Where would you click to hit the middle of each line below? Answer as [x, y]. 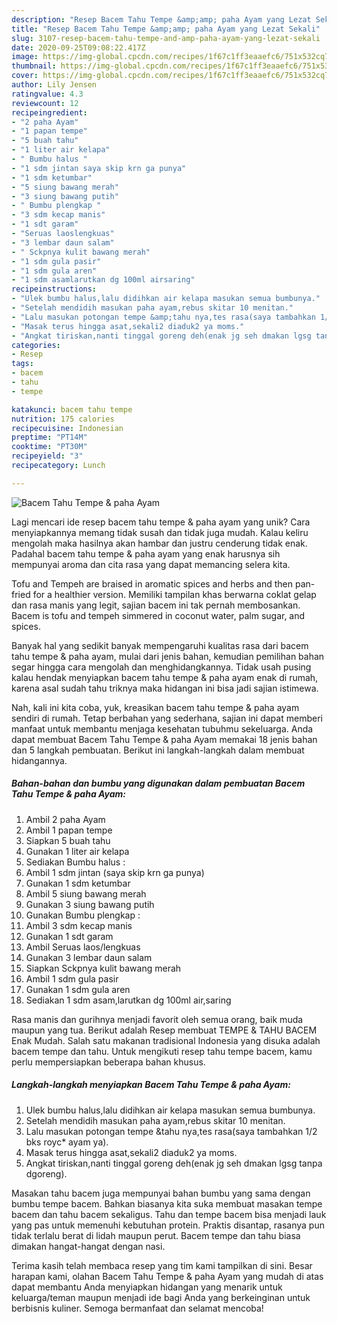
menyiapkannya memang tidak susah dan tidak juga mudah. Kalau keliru [160, 532]
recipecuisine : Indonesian [67, 428]
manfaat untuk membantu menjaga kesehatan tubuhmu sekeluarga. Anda [162, 728]
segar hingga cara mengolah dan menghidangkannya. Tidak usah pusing [161, 667]
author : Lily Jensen [54, 85]
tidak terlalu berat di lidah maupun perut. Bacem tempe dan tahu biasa [156, 1235]
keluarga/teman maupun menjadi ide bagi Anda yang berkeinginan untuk [161, 1297]
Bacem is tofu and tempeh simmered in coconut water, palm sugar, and [158, 615]
